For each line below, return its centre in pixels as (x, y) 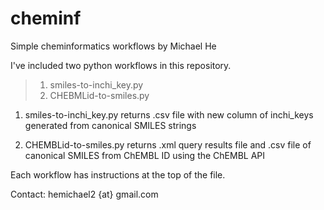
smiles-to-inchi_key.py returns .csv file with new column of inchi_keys (169, 114)
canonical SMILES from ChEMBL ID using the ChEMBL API (145, 155)
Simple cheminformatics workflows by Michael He (113, 46)
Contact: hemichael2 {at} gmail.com (84, 194)
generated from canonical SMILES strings (110, 125)
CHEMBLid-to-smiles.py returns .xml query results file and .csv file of (168, 144)
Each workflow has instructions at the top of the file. (118, 174)
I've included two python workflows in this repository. (121, 65)
